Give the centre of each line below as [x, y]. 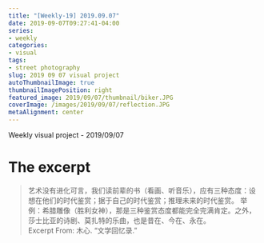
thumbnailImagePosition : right [60, 90]
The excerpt [49, 167]
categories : [28, 46]
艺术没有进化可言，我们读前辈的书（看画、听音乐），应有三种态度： [138, 190]
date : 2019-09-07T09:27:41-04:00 [64, 23]
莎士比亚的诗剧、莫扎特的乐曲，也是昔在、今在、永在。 [119, 220]
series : [21, 30]
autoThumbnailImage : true [51, 82]
